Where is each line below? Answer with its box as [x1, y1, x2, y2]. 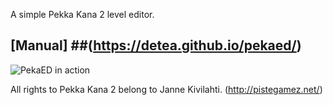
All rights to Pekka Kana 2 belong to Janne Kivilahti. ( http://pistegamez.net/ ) [10, 83, 323, 95]
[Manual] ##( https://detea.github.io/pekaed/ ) [10, 37, 302, 54]
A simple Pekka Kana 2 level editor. [10, 9, 155, 20]
